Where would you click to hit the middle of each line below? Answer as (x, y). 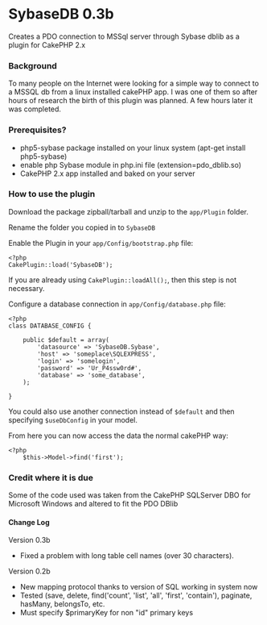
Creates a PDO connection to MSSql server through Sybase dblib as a (124, 36)
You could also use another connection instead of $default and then (121, 411)
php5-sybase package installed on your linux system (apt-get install (133, 148)
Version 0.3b (29, 540)
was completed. (35, 109)
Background (33, 65)
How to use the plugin (52, 194)
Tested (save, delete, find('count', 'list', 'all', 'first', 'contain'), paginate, (136, 596)
